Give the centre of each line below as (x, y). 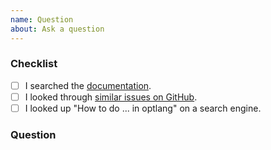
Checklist (34, 64)
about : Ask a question (57, 29)
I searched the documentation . (88, 85)
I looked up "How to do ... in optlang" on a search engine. (143, 108)
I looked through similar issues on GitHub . (111, 97)
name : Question (42, 19)
